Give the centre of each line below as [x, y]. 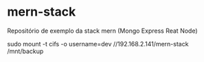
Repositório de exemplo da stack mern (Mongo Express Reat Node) [102, 31]
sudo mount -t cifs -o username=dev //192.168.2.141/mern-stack [98, 44]
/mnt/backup [25, 51]
